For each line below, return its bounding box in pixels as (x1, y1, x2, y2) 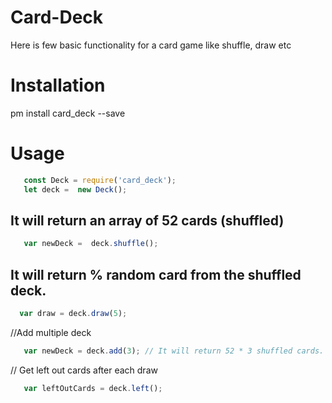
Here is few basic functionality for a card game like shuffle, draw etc (10, 39, 292, 51)
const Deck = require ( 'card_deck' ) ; (23, 175, 177, 185)
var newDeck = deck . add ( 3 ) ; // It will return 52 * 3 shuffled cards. (23, 346, 325, 356)
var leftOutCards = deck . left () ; (23, 383, 163, 393)
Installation (10, 74, 106, 97)
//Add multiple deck (10, 326, 92, 338)
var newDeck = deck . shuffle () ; (23, 239, 159, 249)
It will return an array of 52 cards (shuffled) (10, 212, 285, 229)
